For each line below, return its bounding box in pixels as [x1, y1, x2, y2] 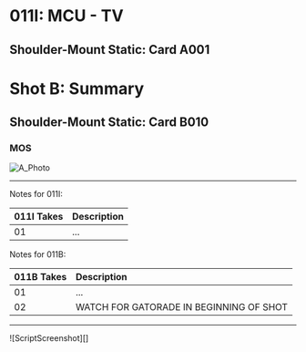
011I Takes [14, 211, 64, 223]
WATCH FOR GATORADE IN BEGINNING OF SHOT [76, 301, 289, 314]
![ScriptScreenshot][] [9, 333, 89, 344]
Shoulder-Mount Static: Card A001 [9, 42, 210, 57]
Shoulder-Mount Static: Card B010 [9, 115, 209, 130]
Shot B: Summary [9, 78, 145, 98]
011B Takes [14, 271, 67, 284]
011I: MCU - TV [9, 5, 125, 26]
